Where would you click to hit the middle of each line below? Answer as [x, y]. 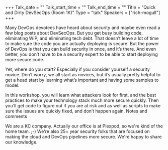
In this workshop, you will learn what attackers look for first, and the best [81, 95]
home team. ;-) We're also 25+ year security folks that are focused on [77, 131]
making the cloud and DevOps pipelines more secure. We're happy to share [83, 137]
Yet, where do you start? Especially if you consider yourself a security [77, 69]
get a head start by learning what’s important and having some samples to [82, 80]
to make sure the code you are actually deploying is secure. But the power [82, 44]
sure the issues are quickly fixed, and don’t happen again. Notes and [76, 111]
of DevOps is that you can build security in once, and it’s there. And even [81, 49]
